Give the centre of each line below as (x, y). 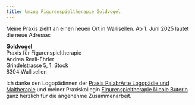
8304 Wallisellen (27, 71)
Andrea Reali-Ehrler (30, 59)
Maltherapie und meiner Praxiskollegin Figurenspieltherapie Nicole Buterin (97, 89)
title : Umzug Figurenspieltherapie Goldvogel (63, 12)
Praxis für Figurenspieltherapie (44, 52)
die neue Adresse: (29, 35)
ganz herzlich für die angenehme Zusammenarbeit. (69, 96)
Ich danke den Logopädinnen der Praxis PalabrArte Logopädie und (88, 83)
